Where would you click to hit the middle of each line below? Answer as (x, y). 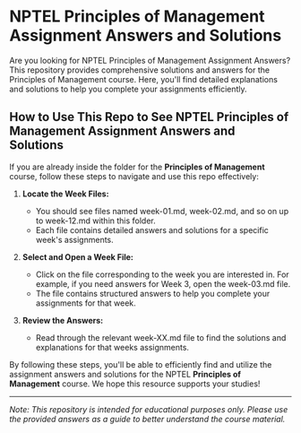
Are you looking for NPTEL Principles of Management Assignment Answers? (150, 60)
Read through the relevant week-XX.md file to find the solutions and (161, 337)
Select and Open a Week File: (78, 256)
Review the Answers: (63, 320)
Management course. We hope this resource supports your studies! (135, 384)
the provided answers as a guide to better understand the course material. (147, 419)
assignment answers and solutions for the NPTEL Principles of (125, 374)
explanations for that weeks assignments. (112, 347)
